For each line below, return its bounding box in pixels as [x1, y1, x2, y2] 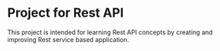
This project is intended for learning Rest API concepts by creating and [7, 28, 213, 36]
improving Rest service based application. [7, 35, 129, 43]
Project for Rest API [7, 5, 124, 21]
